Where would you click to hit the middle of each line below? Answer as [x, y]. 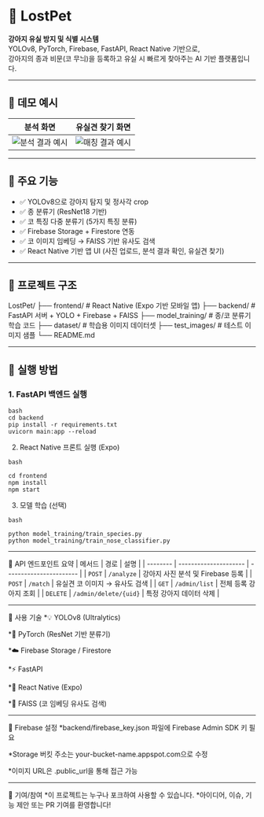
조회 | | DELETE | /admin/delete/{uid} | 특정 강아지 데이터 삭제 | [121, 593]
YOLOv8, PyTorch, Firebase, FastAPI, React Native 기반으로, [104, 48]
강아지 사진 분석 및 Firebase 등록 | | [198, 574]
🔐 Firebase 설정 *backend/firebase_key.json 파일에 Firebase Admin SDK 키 [128, 728]
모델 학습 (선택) [43, 505]
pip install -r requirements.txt [63, 425]
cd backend [26, 418]
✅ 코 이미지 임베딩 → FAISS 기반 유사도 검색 [87, 241]
